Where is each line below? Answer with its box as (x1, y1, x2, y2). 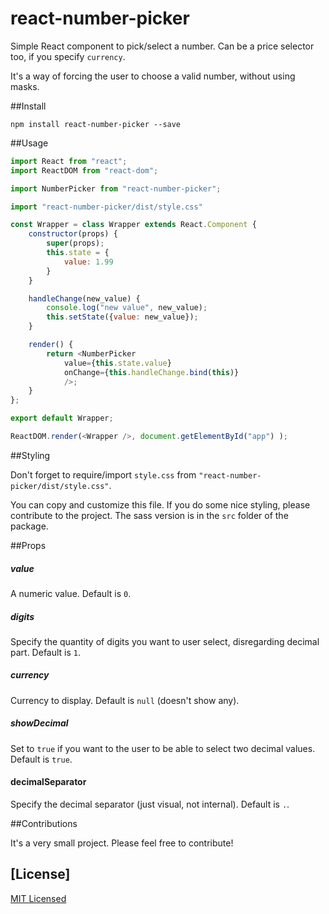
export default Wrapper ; (10, 413, 114, 424)
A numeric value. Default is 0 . (10, 587, 132, 599)
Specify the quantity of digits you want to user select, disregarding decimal (10, 635, 320, 647)
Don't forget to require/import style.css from (10, 468, 197, 481)
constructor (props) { (28, 229, 118, 239)
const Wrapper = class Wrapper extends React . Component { (10, 220, 257, 230)
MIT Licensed (10, 892, 67, 904)
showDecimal (10, 717, 69, 729)
